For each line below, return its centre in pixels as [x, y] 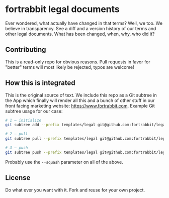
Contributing [26, 49]
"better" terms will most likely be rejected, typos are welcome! [70, 67]
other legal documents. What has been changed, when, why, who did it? [80, 34]
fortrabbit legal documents [62, 9]
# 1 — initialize [23, 120]
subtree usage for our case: [34, 111]
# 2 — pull [17, 134]
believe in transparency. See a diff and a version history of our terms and [81, 28]
